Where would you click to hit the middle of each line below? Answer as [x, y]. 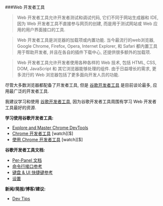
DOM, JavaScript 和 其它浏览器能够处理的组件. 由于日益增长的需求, [84, 69]
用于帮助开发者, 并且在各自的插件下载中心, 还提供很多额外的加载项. [84, 52]
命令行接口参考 [27, 166]
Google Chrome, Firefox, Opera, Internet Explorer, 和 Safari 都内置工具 [87, 46]
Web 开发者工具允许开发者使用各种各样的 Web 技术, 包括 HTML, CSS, [87, 63]
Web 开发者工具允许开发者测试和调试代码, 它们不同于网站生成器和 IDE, [88, 18]
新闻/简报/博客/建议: [25, 189]
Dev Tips [21, 198]
